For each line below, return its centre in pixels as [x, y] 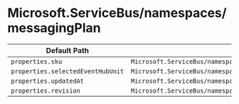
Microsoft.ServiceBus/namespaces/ [117, 13]
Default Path [68, 50]
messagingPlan [54, 28]
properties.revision [46, 91]
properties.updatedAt [47, 81]
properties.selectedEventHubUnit [68, 71]
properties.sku [37, 61]
